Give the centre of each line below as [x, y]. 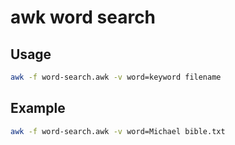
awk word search [83, 17]
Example [38, 108]
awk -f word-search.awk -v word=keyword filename [116, 77]
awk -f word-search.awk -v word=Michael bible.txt [118, 131]
